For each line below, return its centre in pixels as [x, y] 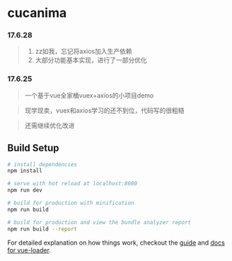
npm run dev [25, 190]
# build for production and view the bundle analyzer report [99, 222]
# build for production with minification [71, 203]
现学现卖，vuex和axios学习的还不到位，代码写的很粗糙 [105, 110]
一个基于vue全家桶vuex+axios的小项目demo [89, 95]
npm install [25, 171]
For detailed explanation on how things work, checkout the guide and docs [116, 243]
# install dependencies [42, 164]
